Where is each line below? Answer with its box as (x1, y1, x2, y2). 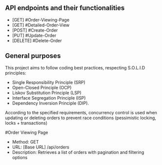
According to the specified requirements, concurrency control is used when (5, 109, 158, 115)
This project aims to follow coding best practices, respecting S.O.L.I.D (5, 64, 145, 70)
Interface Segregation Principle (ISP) (12, 95, 86, 101)
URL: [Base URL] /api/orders (12, 144, 69, 150)
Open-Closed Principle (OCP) (12, 84, 72, 90)
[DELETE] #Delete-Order (12, 38, 62, 43)
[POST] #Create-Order (12, 27, 58, 33)
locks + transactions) (5, 120, 48, 126)
